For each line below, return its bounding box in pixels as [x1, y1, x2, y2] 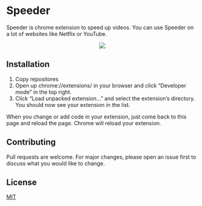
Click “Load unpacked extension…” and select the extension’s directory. [15, 95, 195, 102]
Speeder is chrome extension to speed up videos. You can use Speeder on [6, 24, 194, 31]
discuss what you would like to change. [6, 159, 105, 167]
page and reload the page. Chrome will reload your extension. [6, 119, 161, 126]
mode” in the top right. [15, 88, 72, 95]
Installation [6, 59, 50, 70]
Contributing [6, 137, 56, 148]
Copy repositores [15, 75, 59, 83]
